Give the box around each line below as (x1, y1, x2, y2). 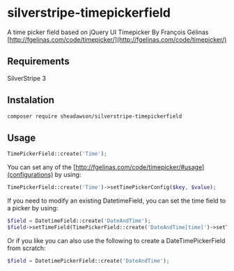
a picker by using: (7, 204, 58, 212)
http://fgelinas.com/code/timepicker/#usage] (75, 163, 205, 171)
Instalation (7, 94, 54, 106)
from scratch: (7, 244, 47, 252)
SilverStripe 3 (7, 74, 47, 82)
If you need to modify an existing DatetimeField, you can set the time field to (7, 196, 226, 205)
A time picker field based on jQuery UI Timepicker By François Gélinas (7, 28, 209, 36)
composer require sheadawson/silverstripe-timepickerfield (7, 113, 182, 120)
